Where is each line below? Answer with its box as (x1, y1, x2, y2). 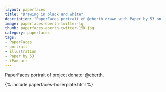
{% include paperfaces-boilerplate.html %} (5, 82, 93, 88)
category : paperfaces (5, 30, 50, 35)
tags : (5, 35, 16, 40)
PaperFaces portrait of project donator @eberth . (5, 72, 104, 78)
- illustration (5, 49, 37, 54)
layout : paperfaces (5, 7, 46, 12)
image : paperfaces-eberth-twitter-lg (5, 21, 83, 26)
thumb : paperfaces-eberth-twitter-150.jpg (5, 26, 94, 31)
